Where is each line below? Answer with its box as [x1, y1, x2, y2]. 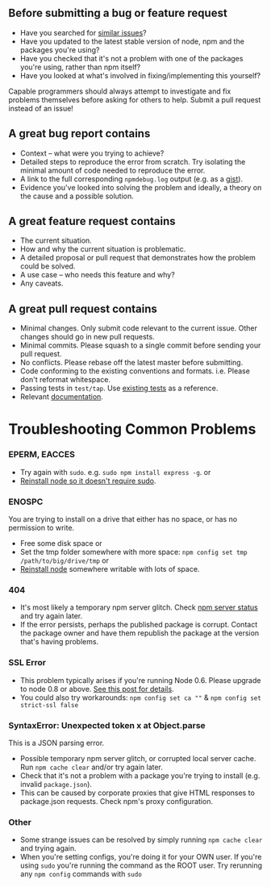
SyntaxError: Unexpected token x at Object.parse [8, 719, 206, 731]
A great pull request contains [8, 302, 157, 315]
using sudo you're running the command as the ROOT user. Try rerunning [19, 860, 263, 870]
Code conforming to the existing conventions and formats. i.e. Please [19, 366, 250, 376]
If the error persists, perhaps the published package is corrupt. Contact [19, 620, 258, 630]
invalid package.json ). [19, 779, 93, 789]
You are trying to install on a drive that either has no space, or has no [8, 514, 238, 524]
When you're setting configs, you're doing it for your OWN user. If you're [19, 852, 262, 862]
